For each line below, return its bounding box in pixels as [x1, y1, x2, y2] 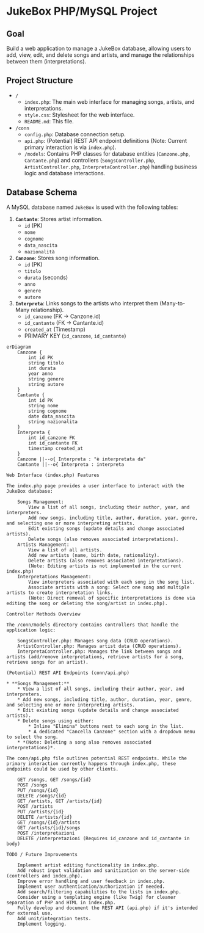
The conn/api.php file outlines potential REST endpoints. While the [6, 755, 188, 761]
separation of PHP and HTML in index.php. [6, 899, 116, 906]
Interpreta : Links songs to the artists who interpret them [15, 299, 159, 307]
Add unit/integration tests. [17, 915, 92, 921]
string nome [28, 402, 59, 408]
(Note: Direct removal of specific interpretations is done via [28, 595, 195, 601]
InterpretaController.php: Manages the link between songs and [17, 648, 182, 655]
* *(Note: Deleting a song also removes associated [17, 739, 151, 746]
